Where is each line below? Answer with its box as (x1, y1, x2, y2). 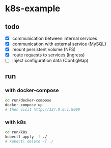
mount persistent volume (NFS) (12, 47, 76, 52)
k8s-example (5, 3, 60, 14)
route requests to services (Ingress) (12, 52, 85, 58)
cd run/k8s (5, 129, 28, 135)
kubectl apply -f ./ (5, 134, 48, 139)
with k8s (5, 119, 26, 125)
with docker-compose (5, 87, 59, 94)
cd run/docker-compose (5, 98, 52, 103)
